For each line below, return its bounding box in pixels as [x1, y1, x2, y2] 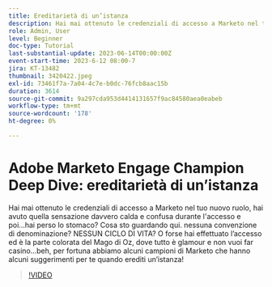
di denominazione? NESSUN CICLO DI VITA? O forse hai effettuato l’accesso [8, 228, 262, 238]
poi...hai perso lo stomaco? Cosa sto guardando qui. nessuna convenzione [8, 220, 257, 230]
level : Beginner [8, 34, 63, 43]
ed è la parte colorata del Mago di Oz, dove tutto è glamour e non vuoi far [8, 237, 253, 247]
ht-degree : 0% [8, 117, 57, 125]
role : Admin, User [8, 27, 70, 35]
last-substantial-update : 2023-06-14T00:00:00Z [8, 49, 172, 57]
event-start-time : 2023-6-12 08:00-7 [8, 57, 136, 65]
